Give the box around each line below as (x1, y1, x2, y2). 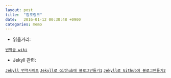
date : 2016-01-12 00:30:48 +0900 (5, 17, 81, 22)
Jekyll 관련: (12, 57, 37, 63)
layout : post (5, 7, 33, 13)
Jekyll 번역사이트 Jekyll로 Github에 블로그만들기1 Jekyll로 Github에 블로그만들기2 (5, 68, 166, 73)
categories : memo (5, 21, 42, 27)
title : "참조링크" (5, 12, 42, 17)
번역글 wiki (5, 47, 28, 53)
